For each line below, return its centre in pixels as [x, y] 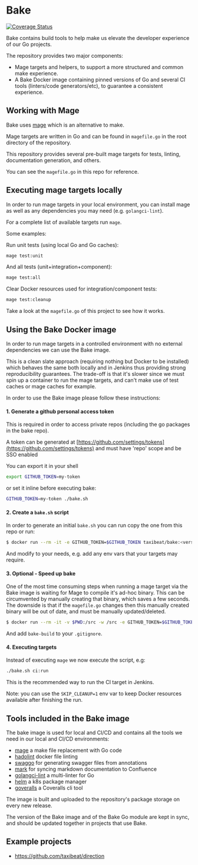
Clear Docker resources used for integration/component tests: [82, 289]
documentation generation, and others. [54, 160]
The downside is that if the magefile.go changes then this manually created [98, 605]
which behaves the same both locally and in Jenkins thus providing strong [96, 368]
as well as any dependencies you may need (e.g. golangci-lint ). [85, 210]
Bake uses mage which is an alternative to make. [65, 125]
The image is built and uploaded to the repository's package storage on [93, 799]
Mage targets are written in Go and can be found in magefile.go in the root [96, 136]
